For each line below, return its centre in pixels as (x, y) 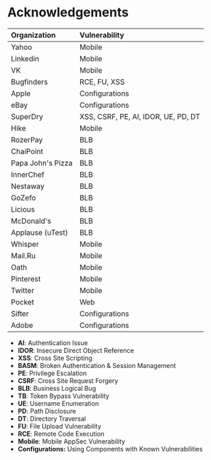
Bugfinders (29, 81)
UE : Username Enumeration (58, 403)
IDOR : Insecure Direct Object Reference (76, 350)
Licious (23, 209)
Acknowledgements (68, 12)
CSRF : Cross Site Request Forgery (68, 380)
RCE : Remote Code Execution (61, 434)
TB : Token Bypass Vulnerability (64, 396)
